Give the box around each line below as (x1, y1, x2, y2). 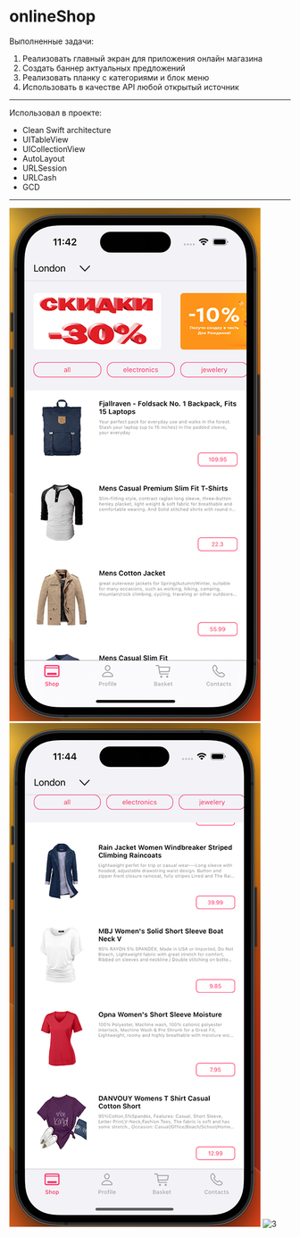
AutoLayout (21, 153, 65, 164)
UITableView (21, 134, 69, 145)
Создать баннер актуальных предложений (21, 63, 186, 73)
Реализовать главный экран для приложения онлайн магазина (21, 53, 263, 63)
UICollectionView (21, 143, 86, 154)
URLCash (21, 172, 57, 182)
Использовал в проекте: (9, 107, 103, 118)
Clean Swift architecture (21, 124, 112, 135)
